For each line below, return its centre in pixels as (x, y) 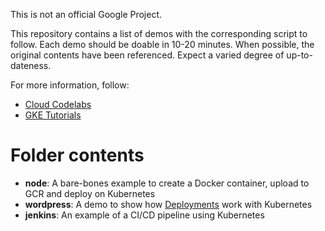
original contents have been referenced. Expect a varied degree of (147, 55)
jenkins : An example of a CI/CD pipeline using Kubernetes (144, 215)
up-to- (299, 55)
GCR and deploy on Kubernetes (90, 193)
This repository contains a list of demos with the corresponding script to (159, 33)
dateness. (31, 65)
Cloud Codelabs (58, 104)
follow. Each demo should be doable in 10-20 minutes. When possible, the (162, 44)
